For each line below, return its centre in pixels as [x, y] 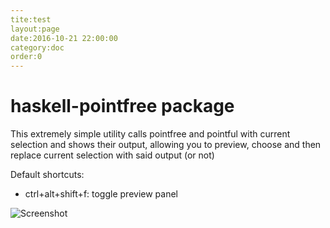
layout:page [35, 29]
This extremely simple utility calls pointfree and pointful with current [150, 134]
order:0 [26, 57]
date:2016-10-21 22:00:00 [64, 38]
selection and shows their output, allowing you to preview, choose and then [166, 145]
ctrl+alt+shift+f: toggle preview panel [101, 194]
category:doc [37, 47]
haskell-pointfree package [122, 106]
